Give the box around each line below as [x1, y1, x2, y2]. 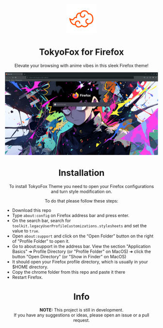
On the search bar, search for [12, 218, 71, 223]
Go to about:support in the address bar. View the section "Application [12, 243, 151, 249]
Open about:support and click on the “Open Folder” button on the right [12, 233, 154, 239]
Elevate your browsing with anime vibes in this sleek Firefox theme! [14, 62, 149, 68]
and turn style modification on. [50, 188, 113, 194]
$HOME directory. [12, 264, 49, 270]
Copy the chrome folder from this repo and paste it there [12, 269, 125, 275]
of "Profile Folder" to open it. [12, 238, 70, 244]
